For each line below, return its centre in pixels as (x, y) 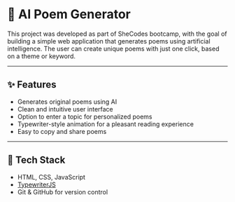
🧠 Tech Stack (36, 160)
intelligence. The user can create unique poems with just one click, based (113, 48)
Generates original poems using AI (67, 102)
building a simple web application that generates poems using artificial (109, 41)
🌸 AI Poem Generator (69, 14)
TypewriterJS (36, 184)
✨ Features (32, 85)
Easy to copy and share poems (62, 131)
